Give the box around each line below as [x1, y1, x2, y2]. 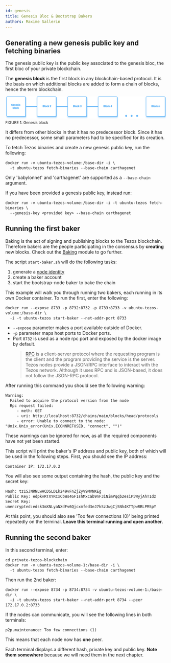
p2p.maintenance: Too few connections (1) [5, 627, 97, 632]
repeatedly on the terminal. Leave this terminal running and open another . [5, 518, 163, 524]
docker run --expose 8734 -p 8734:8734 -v [5, 587, 97, 592]
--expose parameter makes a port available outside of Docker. [12, 325, 143, 331]
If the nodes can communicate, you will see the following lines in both [5, 611, 152, 618]
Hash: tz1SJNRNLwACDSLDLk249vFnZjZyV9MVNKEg [5, 489, 102, 494]
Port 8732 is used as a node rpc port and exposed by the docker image [12, 335, 162, 341]
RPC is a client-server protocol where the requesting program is [25, 351, 160, 357]
